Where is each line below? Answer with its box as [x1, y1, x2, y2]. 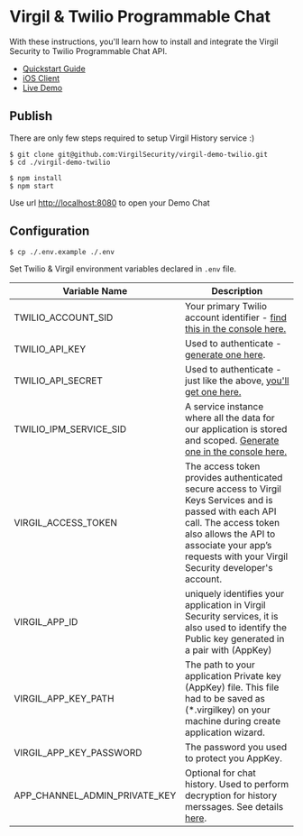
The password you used [184, 740, 288, 753]
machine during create [184, 714, 281, 727]
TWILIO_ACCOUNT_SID [14, 311, 114, 324]
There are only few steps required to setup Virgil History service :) [9, 133, 255, 143]
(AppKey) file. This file [184, 681, 280, 694]
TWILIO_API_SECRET [14, 374, 104, 387]
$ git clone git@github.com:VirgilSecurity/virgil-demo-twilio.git [9, 150, 269, 159]
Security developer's [184, 561, 273, 574]
